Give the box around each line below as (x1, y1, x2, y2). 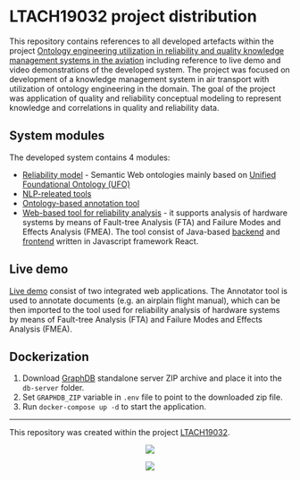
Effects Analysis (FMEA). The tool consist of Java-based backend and (21, 226, 280, 237)
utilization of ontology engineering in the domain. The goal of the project (9, 83, 276, 94)
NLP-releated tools (21, 188, 92, 198)
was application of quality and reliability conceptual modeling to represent (9, 92, 282, 104)
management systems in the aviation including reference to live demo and (9, 55, 281, 65)
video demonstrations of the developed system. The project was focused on (9, 64, 290, 75)
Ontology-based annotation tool (21, 198, 140, 208)
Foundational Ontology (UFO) (21, 179, 131, 189)
